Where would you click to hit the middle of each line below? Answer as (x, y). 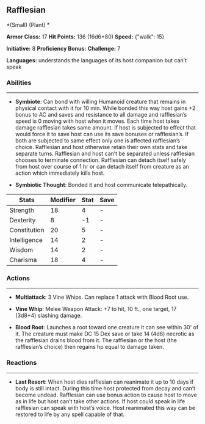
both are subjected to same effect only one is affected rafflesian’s (98, 141)
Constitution (27, 230)
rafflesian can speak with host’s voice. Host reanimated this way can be (105, 408)
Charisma (23, 260)
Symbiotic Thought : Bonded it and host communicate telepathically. (101, 185)
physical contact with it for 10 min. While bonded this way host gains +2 (105, 108)
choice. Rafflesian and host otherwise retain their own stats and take (101, 147)
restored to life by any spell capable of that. (70, 414)
